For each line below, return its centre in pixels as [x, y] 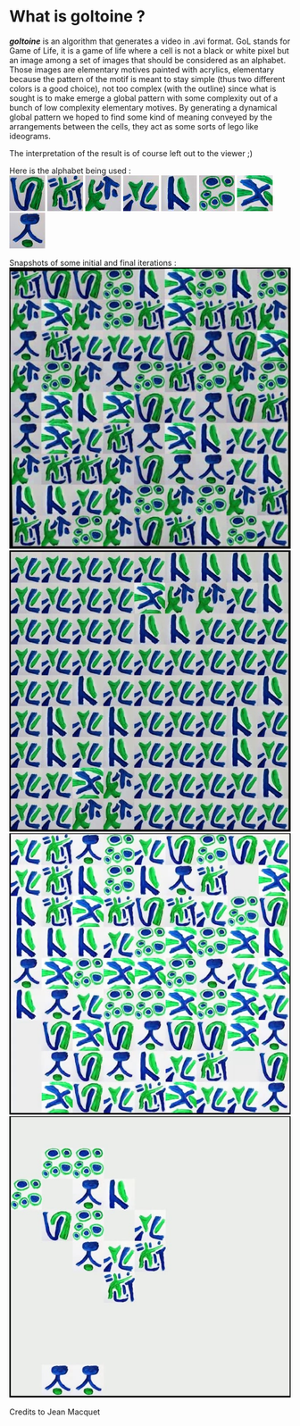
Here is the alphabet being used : [70, 171]
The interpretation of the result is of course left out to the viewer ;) [131, 153]
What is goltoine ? [77, 17]
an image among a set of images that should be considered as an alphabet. [148, 60]
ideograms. [30, 136]
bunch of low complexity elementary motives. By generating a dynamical [143, 107]
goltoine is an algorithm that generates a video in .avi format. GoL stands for [150, 41]
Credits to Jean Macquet [55, 1412]
